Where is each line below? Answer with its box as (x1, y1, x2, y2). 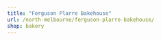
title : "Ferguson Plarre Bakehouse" (7, 9, 112, 17)
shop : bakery (7, 22, 45, 29)
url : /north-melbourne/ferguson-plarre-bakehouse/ (7, 16, 155, 23)
